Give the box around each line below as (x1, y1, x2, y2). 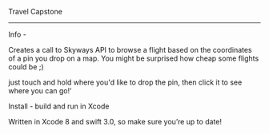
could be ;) (8, 62, 44, 71)
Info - (8, 30, 26, 39)
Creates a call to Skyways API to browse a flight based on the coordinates (8, 45, 252, 54)
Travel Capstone (8, 7, 62, 16)
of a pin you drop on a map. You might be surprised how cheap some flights (8, 53, 259, 63)
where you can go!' (8, 86, 72, 95)
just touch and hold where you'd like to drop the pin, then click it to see (8, 77, 243, 87)
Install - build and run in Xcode (8, 101, 110, 111)
